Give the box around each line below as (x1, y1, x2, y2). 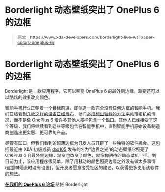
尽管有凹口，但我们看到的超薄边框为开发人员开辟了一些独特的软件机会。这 (5, 140, 156, 146)
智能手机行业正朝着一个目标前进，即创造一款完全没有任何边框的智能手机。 (5, 105, 156, 111)
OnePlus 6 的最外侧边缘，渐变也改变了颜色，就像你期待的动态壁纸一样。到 (5, 152, 156, 158)
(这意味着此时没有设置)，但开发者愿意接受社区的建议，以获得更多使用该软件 (5, 164, 159, 170)
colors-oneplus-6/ (17, 39, 55, 45)
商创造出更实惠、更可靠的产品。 (5, 129, 70, 135)
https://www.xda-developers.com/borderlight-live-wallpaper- (30, 34, 155, 40)
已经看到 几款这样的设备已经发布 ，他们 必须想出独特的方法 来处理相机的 (9, 111, 151, 116)
